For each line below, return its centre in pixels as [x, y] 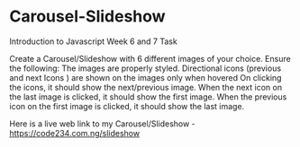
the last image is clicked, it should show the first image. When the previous [148, 97]
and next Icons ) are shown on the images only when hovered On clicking [145, 77]
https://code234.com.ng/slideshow [75, 133]
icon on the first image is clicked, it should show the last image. [127, 106]
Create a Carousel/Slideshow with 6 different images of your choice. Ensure [150, 58]
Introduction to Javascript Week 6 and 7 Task [93, 41]
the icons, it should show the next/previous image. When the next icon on [145, 87]
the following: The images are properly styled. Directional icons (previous [145, 68]
